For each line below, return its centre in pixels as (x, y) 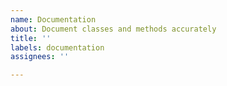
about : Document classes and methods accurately (113, 29)
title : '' (31, 38)
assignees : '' (40, 57)
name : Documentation (53, 19)
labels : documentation (57, 47)
